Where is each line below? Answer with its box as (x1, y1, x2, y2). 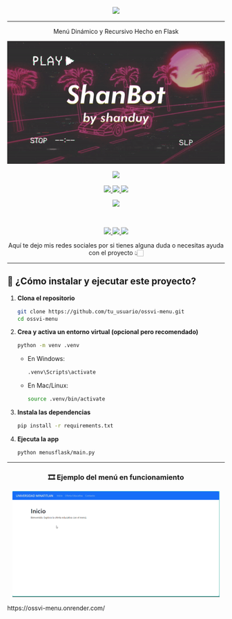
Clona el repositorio (17, 294, 75, 302)
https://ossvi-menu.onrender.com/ (7, 604, 106, 612)
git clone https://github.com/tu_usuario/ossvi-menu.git (17, 308, 185, 315)
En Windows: (27, 355, 66, 363)
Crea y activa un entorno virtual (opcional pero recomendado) (17, 328, 199, 336)
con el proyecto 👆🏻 (88, 248, 144, 257)
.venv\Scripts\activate (27, 369, 97, 376)
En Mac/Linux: (27, 381, 69, 390)
